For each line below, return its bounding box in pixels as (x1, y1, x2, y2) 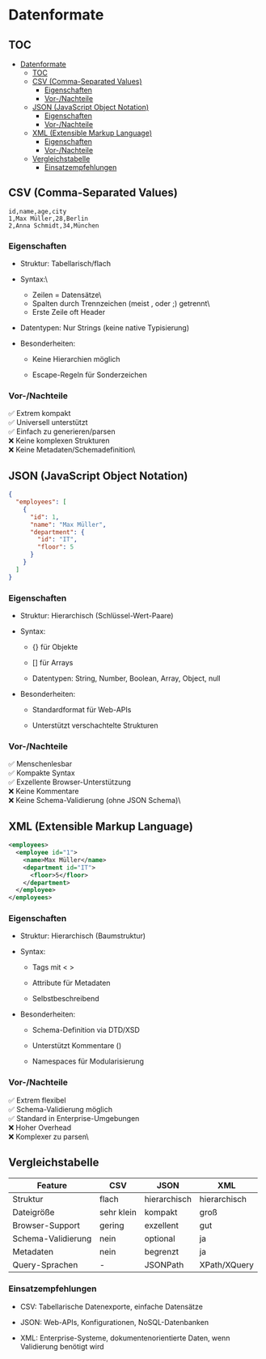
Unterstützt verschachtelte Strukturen (32, 720, 158, 730)
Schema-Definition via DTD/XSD (32, 1026, 140, 1035)
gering (99, 1220, 125, 1231)
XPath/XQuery (199, 1259, 255, 1270)
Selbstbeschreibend (32, 994, 99, 1004)
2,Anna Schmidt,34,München (8, 221, 99, 230)
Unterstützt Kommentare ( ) (32, 1041, 122, 1051)
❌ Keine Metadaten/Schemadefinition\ (8, 445, 136, 455)
